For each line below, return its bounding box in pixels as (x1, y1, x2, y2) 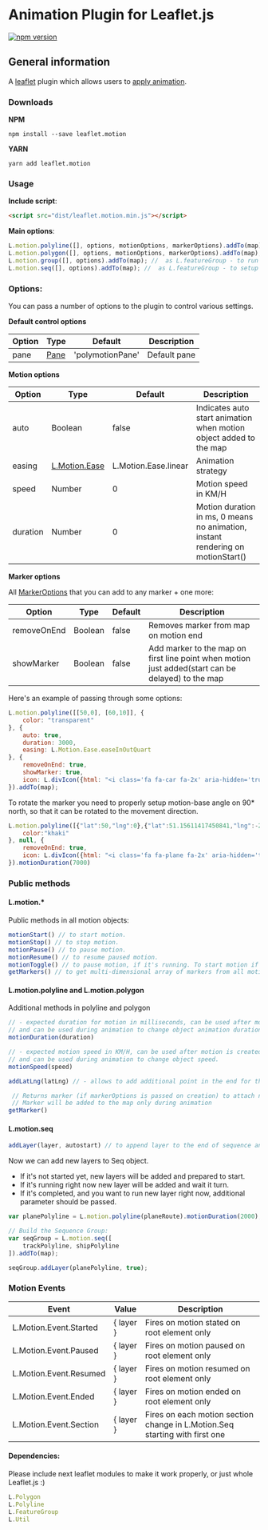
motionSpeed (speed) (8, 1063, 73, 1071)
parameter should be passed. (19, 1197, 117, 1207)
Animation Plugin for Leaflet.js (8, 6, 215, 24)
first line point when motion (148, 653, 251, 664)
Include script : (8, 196, 57, 206)
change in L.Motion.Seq (144, 1419, 234, 1430)
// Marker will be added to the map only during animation (11, 1099, 213, 1107)
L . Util (8, 1515, 30, 1524)
